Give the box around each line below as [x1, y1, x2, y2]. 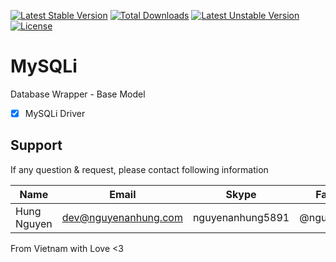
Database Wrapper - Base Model [10, 88, 146, 100]
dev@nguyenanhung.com [61, 210, 183, 224]
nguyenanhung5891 [192, 210, 290, 224]
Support [10, 137, 63, 154]
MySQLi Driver [24, 107, 86, 119]
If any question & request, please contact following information [10, 163, 269, 175]
